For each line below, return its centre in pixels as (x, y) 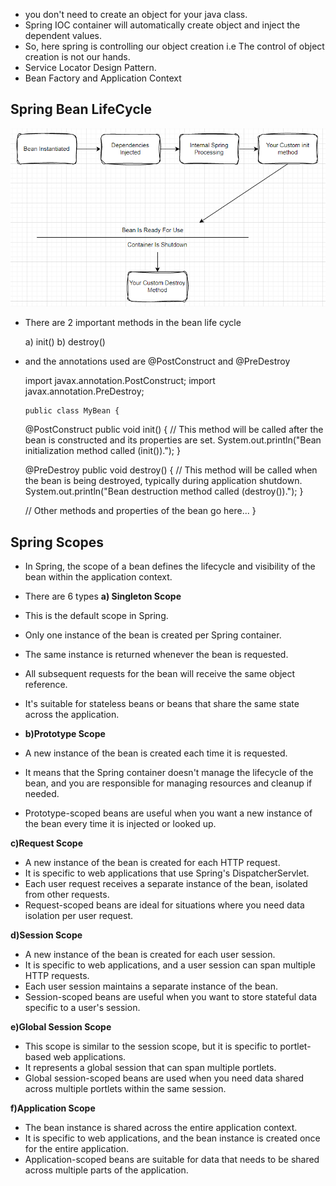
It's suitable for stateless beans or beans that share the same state (162, 703)
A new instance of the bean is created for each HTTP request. (152, 862)
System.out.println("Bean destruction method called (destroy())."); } (164, 491)
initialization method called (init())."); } (102, 451)
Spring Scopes (57, 542)
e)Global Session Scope (61, 1027)
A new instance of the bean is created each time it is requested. (156, 753)
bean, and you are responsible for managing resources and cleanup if (168, 783)
